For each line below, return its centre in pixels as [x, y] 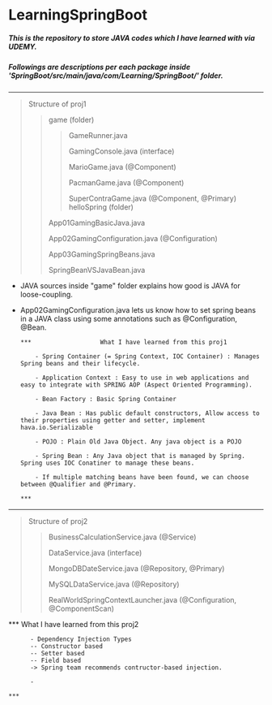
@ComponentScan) [81, 608]
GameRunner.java [98, 135]
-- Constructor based [66, 646]
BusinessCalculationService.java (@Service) [122, 537]
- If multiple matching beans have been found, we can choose [142, 477]
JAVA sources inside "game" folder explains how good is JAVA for [130, 285]
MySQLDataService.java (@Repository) [114, 584]
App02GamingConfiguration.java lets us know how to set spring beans [138, 309]
